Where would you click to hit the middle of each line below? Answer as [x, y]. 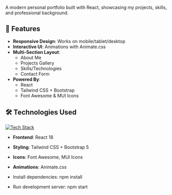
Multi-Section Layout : [36, 52]
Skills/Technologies [41, 68]
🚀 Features [23, 29]
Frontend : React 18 [33, 137]
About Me [31, 57]
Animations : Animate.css [40, 167]
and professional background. [37, 13]
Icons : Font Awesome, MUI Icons [48, 157]
